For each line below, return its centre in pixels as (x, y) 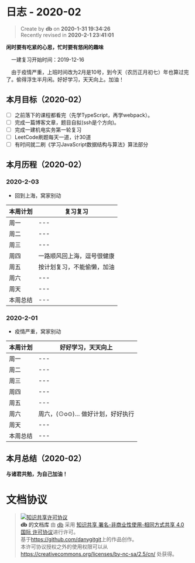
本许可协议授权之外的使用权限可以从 (64, 547)
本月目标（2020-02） (46, 100)
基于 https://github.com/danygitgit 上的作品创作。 (79, 539)
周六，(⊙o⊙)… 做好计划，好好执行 (86, 414)
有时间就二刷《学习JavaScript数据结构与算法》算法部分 (81, 144)
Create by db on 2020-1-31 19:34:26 (65, 29)
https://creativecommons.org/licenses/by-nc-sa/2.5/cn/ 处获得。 (99, 554)
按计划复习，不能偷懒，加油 (77, 267)
